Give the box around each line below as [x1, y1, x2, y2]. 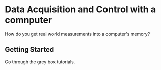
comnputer [5, 14, 52, 26]
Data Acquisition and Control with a [5, 4, 156, 15]
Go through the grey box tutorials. [5, 59, 75, 65]
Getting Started [5, 45, 55, 54]
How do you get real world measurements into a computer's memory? [5, 31, 150, 37]
